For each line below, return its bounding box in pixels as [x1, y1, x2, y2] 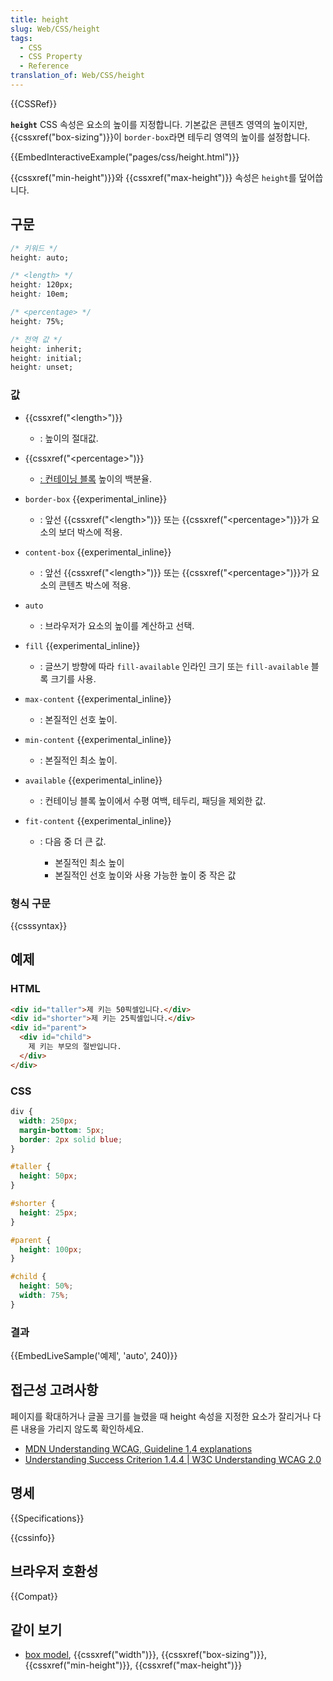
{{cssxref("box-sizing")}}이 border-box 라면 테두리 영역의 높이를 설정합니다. [10, 131, 311, 143]
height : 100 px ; [19, 1244, 83, 1255]
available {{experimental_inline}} [24, 774, 163, 786]
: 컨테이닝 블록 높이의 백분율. [39, 472, 152, 485]
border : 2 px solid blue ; [19, 1134, 123, 1145]
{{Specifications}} [10, 1512, 85, 1524]
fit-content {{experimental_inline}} [24, 814, 172, 826]
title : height [10, 14, 70, 25]
